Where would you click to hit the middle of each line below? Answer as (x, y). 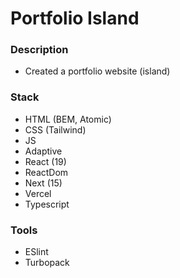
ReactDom (46, 172)
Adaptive (43, 151)
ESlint (36, 252)
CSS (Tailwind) (55, 129)
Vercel (38, 193)
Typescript (47, 204)
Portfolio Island (75, 18)
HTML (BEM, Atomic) (68, 119)
